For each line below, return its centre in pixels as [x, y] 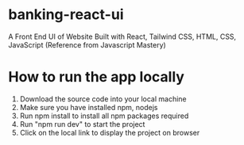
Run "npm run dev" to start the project [82, 124]
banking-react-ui [66, 15]
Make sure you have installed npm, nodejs [89, 107]
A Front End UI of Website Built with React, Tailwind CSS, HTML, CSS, [122, 36]
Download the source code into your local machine [103, 99]
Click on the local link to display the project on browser [110, 132]
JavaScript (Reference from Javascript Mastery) [87, 44]
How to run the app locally [97, 77]
